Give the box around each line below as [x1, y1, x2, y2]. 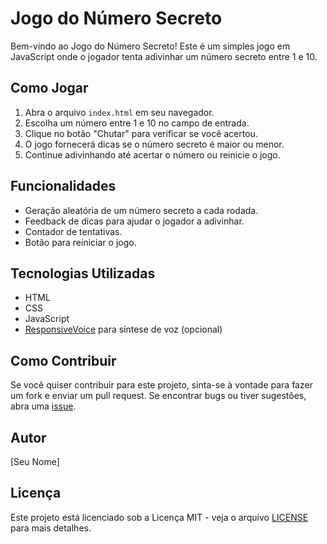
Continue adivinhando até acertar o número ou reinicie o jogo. [24, 148, 281, 161]
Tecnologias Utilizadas [10, 265, 156, 282]
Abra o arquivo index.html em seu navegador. [24, 106, 215, 118]
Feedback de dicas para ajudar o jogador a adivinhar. [24, 215, 245, 227]
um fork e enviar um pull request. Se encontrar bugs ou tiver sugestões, [10, 390, 307, 402]
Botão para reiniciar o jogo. [24, 236, 137, 248]
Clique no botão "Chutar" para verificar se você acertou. [24, 127, 258, 139]
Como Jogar [10, 80, 89, 97]
